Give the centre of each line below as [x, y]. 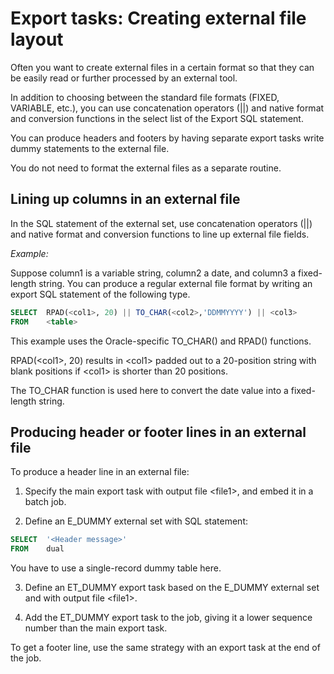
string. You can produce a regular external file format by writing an [175, 283]
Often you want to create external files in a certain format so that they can [162, 67]
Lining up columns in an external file [125, 199]
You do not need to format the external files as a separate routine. [146, 168]
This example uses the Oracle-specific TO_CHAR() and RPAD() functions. [161, 341]
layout [37, 39]
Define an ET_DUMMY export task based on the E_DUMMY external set [172, 588]
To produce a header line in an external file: [100, 472]
